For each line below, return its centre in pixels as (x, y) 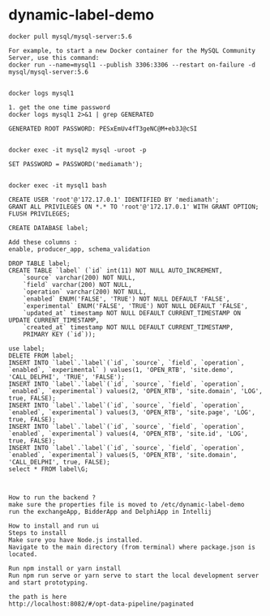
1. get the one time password (60, 107)
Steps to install (38, 533)
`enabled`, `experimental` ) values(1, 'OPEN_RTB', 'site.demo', (121, 370)
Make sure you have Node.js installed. (76, 540)
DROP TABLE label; (39, 263)
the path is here (38, 597)
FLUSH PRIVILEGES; (39, 214)
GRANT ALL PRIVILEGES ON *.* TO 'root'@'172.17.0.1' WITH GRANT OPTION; (134, 207)
